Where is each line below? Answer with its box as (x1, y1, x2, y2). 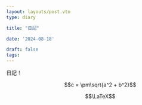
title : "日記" (6, 25, 40, 31)
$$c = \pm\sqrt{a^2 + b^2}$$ (64, 81, 137, 88)
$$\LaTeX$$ (85, 93, 116, 100)
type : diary (6, 14, 36, 20)
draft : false (6, 47, 39, 52)
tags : (6, 52, 20, 58)
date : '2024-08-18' (6, 36, 55, 42)
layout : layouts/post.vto (6, 8, 70, 15)
